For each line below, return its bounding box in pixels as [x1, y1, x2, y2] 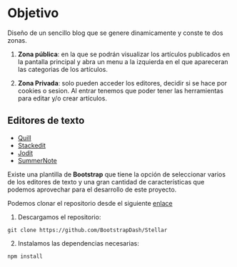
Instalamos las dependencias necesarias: [17, 239, 139, 247]
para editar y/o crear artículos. [17, 94, 107, 103]
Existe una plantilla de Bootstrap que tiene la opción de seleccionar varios [7, 169, 226, 179]
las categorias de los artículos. [17, 65, 109, 73]
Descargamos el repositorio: [17, 212, 101, 221]
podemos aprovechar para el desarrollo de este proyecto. [7, 185, 177, 194]
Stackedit [17, 141, 46, 150]
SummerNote [17, 156, 57, 164]
